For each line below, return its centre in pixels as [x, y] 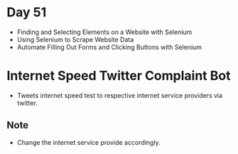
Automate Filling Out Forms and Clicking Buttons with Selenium [109, 47]
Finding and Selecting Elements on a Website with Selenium [104, 32]
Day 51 [27, 12]
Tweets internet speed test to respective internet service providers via [120, 95]
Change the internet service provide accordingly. [88, 142]
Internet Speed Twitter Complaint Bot [119, 76]
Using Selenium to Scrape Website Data [75, 39]
